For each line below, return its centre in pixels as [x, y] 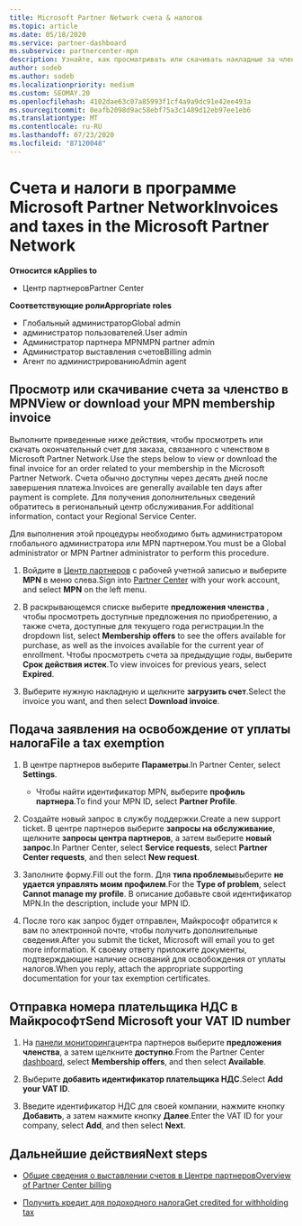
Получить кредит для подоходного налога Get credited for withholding [155, 1202]
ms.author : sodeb [42, 77]
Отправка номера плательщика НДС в [124, 1006]
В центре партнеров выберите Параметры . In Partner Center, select [151, 765]
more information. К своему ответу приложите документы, [134, 950]
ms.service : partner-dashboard [68, 43]
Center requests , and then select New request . [111, 857]
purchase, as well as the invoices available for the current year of [143, 645]
